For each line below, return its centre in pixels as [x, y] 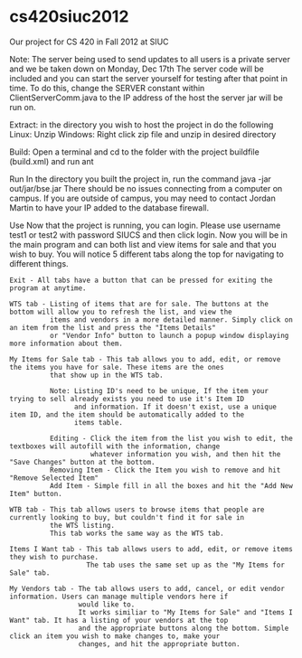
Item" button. [36, 493]
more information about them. [66, 343]
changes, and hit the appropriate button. [160, 644]
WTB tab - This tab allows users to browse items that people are [137, 509]
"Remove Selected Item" [54, 478]
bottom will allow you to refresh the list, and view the [121, 312]
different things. [39, 263]
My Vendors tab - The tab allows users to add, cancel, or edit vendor [147, 588]
